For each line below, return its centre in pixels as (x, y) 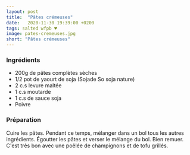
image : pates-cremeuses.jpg (41, 34)
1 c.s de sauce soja (38, 98)
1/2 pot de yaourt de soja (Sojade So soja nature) (75, 79)
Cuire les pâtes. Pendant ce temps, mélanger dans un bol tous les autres (95, 133)
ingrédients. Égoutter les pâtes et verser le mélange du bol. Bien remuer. (95, 139)
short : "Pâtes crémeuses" (38, 39)
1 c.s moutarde (33, 92)
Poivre (23, 105)
